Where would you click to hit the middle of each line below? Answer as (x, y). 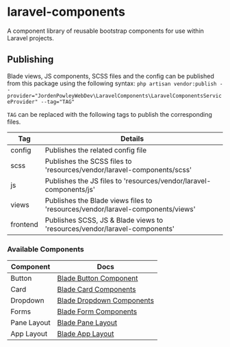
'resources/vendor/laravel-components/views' (120, 209)
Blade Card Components (97, 290)
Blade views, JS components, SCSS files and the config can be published (111, 76)
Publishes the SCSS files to (88, 161)
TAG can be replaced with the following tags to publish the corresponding (110, 114)
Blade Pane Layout (87, 323)
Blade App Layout (86, 334)
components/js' (70, 189)
